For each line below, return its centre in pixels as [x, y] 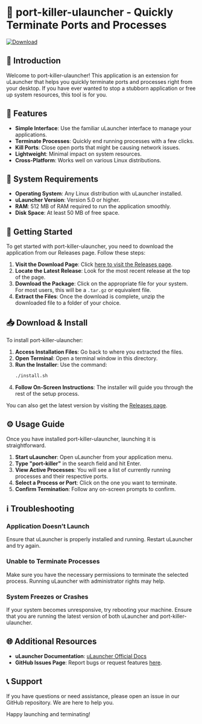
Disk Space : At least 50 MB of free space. [67, 213]
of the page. [30, 278]
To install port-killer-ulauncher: [45, 340]
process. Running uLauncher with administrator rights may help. [86, 581]
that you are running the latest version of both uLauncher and [83, 616]
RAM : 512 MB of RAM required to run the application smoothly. [93, 206]
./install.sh [31, 376]
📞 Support [24, 681]
